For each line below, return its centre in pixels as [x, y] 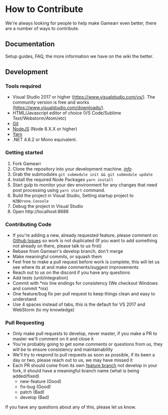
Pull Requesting [25, 322]
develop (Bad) [34, 397]
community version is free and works [51, 102]
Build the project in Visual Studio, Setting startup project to [73, 195]
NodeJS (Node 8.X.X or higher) [45, 129]
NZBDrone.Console [31, 201]
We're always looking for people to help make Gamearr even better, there [81, 23]
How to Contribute [44, 9]
